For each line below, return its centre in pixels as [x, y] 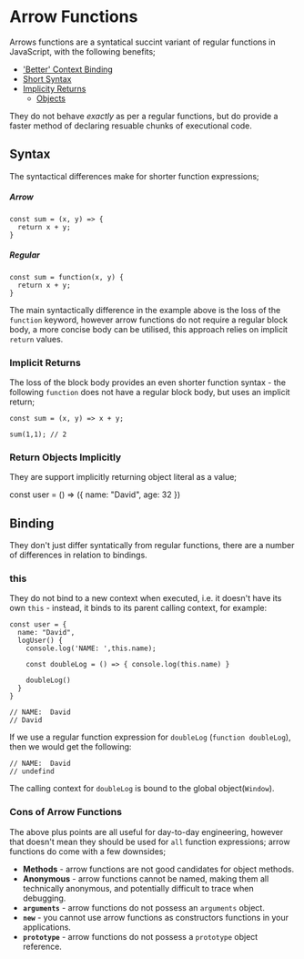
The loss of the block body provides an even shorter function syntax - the [148, 382]
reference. [42, 946]
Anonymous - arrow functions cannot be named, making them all [146, 878]
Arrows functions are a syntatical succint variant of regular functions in [142, 42]
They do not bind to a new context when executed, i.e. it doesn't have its [146, 598]
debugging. [44, 898]
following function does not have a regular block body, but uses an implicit [150, 392]
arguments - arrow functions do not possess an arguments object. [144, 907]
